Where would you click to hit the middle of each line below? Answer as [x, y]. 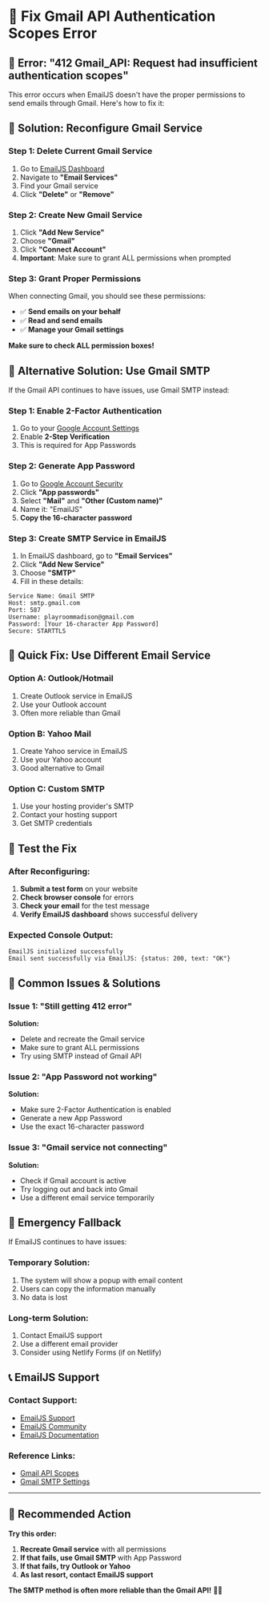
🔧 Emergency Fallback [65, 1222]
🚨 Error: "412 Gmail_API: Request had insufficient [133, 63]
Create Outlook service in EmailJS [76, 695]
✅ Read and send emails [61, 320]
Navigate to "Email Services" [69, 177]
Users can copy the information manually [88, 1288]
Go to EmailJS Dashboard [62, 168]
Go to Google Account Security [71, 483]
